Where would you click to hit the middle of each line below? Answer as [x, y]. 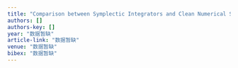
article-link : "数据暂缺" [44, 40]
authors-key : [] [31, 27]
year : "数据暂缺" [31, 34]
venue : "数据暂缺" [33, 47]
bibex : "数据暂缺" [33, 54]
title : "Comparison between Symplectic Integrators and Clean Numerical [117, 14]
